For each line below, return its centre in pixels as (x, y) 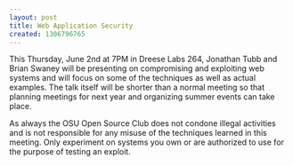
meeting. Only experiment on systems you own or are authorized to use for (147, 142)
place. (21, 107)
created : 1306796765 (48, 34)
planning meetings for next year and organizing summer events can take (142, 97)
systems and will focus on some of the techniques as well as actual (133, 78)
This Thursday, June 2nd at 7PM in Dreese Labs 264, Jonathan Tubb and (143, 59)
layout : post (33, 17)
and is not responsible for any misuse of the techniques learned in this (138, 133)
